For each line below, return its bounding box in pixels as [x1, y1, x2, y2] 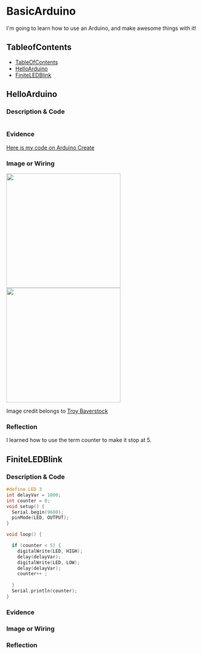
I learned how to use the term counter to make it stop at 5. [6, 437, 152, 444]
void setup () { [6, 503, 45, 509]
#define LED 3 [6, 487, 43, 493]
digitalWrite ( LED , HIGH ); [17, 548, 83, 554]
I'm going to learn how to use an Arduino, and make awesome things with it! [6, 24, 197, 32]
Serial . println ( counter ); [12, 588, 78, 594]
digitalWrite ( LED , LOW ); [17, 559, 80, 565]
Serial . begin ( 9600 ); [12, 509, 64, 515]
